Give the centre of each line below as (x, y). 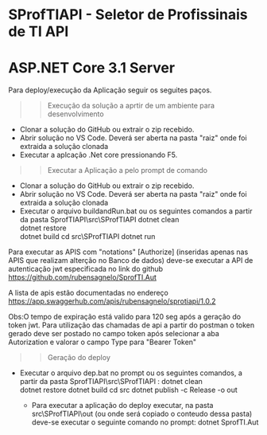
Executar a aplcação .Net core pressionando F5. (99, 155)
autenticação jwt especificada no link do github (86, 269)
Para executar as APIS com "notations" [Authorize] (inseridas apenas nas (128, 252)
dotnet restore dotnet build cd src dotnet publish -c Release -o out (129, 390)
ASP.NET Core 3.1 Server (92, 68)
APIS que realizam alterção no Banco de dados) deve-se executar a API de (131, 261)
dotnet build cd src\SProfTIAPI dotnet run (87, 237)
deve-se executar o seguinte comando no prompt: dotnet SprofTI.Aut (145, 422)
